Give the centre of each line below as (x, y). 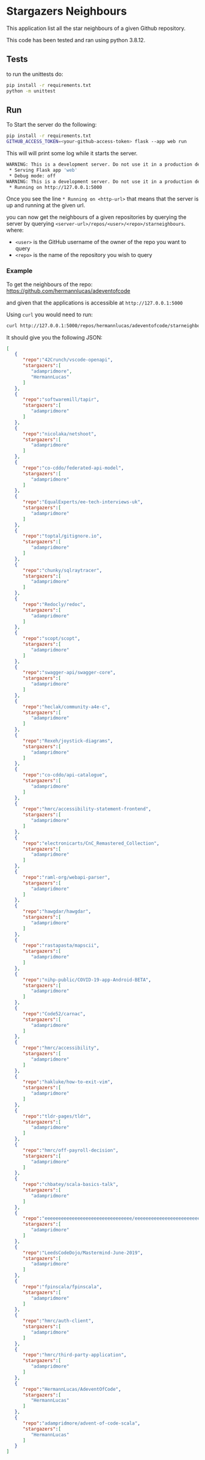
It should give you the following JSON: (54, 337)
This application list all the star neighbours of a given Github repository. (96, 28)
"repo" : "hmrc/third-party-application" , (74, 1355)
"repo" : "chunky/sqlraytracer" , (62, 570)
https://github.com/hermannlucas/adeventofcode (68, 291)
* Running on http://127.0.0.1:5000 (56, 187)
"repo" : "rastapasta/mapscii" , (61, 946)
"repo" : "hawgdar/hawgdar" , (57, 912)
